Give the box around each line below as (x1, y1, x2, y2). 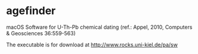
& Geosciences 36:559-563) (6, 29, 76, 36)
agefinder (6, 4, 56, 18)
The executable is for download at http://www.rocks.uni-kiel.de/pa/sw (6, 41, 178, 48)
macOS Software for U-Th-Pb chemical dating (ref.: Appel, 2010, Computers (6, 23, 193, 31)
